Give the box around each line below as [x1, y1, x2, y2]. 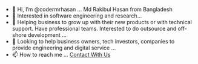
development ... [27, 31, 67, 39]
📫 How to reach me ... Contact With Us [12, 51, 111, 58]
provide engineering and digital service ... [12, 44, 116, 51]
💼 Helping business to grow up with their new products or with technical [12, 19, 192, 25]
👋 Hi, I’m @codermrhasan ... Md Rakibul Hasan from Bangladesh [12, 6, 173, 13]
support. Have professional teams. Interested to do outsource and [12, 25, 177, 32]
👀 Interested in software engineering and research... [12, 12, 142, 19]
